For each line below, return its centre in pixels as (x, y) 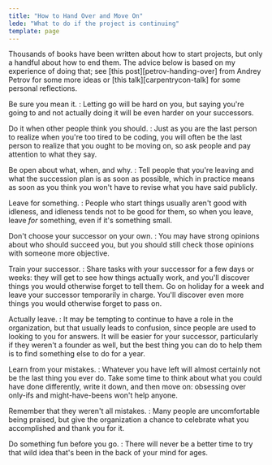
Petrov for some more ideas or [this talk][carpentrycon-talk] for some (125, 80)
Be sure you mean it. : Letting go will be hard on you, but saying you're (127, 104)
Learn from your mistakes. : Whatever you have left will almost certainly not (135, 369)
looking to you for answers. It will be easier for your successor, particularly (133, 337)
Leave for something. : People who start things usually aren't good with (128, 203)
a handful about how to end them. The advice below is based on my (122, 62)
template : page (34, 31)
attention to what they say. (53, 154)
